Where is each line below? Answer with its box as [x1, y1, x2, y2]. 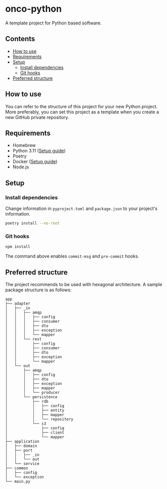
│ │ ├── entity [5, 408, 65, 413]
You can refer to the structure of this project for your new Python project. [5, 103, 158, 109]
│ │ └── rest [5, 337, 42, 342]
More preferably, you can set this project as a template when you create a [5, 109, 159, 115]
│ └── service [5, 461, 39, 467]
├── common [5, 466, 28, 471]
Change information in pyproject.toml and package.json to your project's [5, 205, 158, 211]
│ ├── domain [5, 443, 37, 449]
